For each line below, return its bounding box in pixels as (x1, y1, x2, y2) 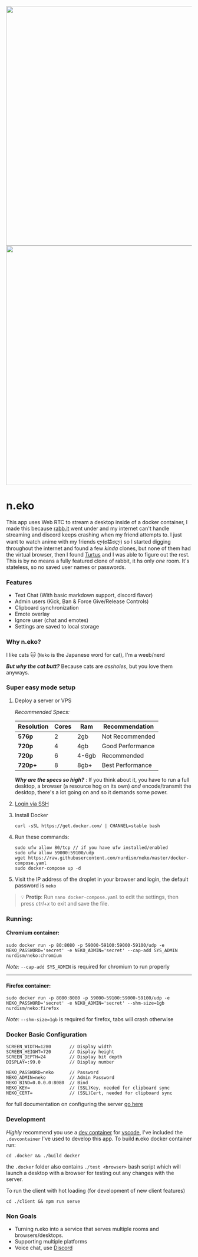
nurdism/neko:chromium (6, 952, 62, 959)
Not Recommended (101, 732, 156, 741)
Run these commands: (14, 833, 70, 840)
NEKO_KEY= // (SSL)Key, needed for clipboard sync (6, 1085, 170, 1091)
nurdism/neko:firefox (6, 1005, 60, 1012)
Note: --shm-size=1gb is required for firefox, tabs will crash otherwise (6, 1016, 174, 1023)
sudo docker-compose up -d (14, 865, 81, 871)
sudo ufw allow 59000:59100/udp (14, 850, 94, 855)
